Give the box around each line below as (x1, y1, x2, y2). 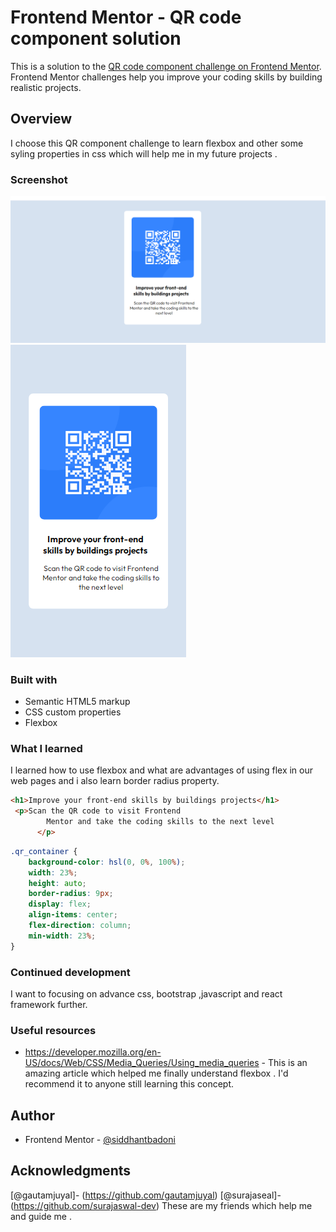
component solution (10, 27, 182, 50)
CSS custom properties (24, 706, 122, 718)
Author (10, 1107, 55, 1124)
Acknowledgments (10, 1162, 132, 1180)
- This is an (261, 1057, 308, 1069)
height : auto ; (28, 878, 87, 888)
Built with (10, 672, 58, 686)
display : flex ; (28, 899, 92, 910)
